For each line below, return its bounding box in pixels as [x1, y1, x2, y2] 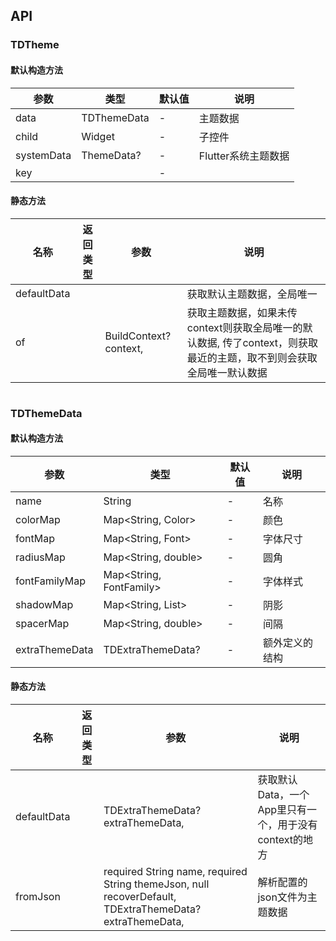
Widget [81, 129, 115, 143]
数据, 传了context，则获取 [196, 335, 318, 349]
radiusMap [15, 550, 66, 564]
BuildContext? [104, 329, 172, 343]
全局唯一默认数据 [186, 365, 268, 379]
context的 [257, 833, 303, 847]
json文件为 [257, 890, 308, 904]
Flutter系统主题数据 [198, 149, 290, 163]
